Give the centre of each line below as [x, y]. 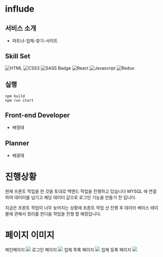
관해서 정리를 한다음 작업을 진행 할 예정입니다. [58, 214]
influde [20, 9]
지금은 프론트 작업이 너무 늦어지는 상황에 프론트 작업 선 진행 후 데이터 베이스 [77, 208]
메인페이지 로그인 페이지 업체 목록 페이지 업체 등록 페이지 [68, 250]
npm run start [20, 100]
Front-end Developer [37, 115]
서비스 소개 [21, 28]
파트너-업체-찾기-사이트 [35, 41]
